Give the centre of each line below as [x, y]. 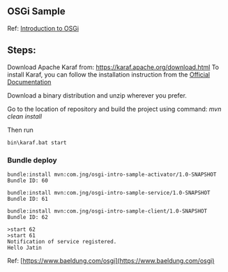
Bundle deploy [32, 160]
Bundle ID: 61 [28, 199]
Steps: [22, 51]
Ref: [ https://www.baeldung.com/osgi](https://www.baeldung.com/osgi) [111, 260]
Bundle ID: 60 [28, 181]
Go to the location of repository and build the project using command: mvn [114, 109]
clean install [25, 116]
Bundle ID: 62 [28, 217]
